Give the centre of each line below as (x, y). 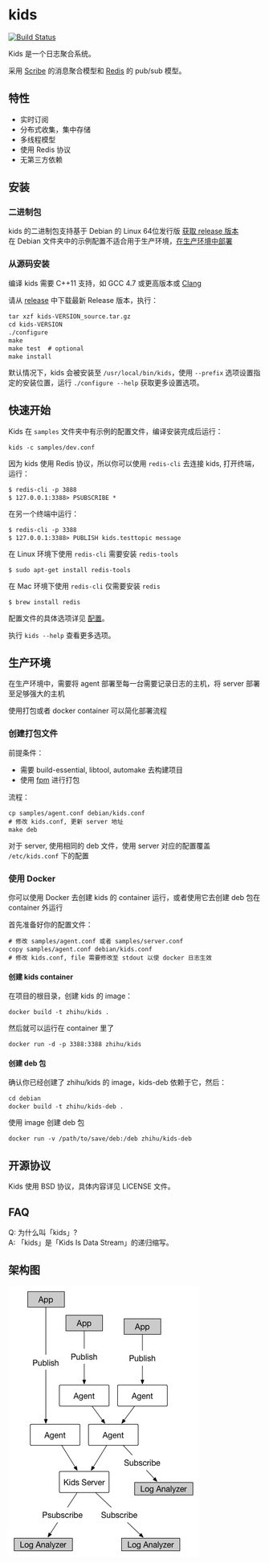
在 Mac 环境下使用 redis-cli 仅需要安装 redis (84, 586)
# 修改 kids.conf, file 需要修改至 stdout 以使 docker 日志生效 (110, 958)
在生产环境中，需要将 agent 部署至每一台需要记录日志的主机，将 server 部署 (134, 684)
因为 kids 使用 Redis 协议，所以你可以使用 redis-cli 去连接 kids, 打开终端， (134, 463)
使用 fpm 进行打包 (50, 779)
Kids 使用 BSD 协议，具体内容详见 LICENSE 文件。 (92, 1186)
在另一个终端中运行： (43, 513)
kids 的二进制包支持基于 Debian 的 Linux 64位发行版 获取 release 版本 (124, 231)
